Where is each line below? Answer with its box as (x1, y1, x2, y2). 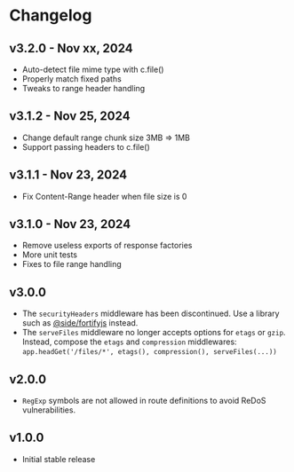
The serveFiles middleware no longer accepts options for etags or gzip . (21, 327, 286, 338)
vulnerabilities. (21, 405, 76, 415)
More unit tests (21, 249, 78, 260)
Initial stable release (21, 453, 96, 464)
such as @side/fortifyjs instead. (21, 318, 139, 328)
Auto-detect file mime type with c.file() (21, 64, 164, 75)
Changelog (9, 5, 92, 26)
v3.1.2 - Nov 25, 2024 (9, 108, 131, 124)
